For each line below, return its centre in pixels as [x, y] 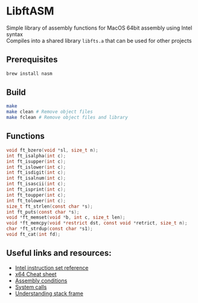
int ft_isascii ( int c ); [36, 184]
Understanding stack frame [49, 293]
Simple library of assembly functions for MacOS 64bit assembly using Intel [99, 28]
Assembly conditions [41, 280]
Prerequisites [32, 59]
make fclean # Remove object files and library [67, 118]
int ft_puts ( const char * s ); [43, 212]
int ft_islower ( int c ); [36, 167]
